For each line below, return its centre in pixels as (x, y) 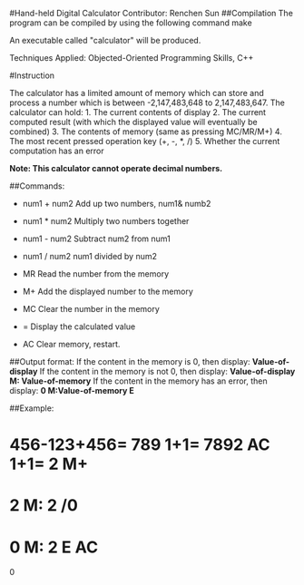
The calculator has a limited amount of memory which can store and (137, 93)
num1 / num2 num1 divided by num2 (89, 256)
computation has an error (57, 151)
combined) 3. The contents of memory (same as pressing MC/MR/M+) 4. (146, 132)
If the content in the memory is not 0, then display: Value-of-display (167, 371)
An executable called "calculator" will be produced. (105, 40)
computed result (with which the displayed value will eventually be (133, 122)
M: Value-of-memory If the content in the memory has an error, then (138, 381)
